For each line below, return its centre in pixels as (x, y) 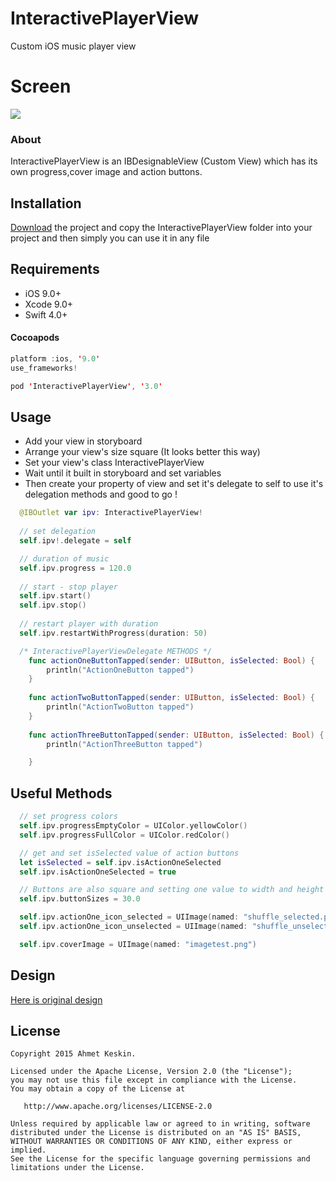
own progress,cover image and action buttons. (106, 172)
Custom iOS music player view (73, 46)
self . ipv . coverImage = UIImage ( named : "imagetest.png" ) (138, 944)
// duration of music (64, 558)
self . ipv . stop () (53, 605)
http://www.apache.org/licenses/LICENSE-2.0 (118, 1107)
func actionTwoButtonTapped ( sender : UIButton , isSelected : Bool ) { (171, 698)
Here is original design (56, 999)
